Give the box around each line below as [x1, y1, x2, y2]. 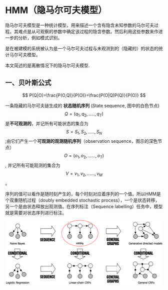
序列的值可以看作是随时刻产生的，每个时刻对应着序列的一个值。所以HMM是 [5, 190, 161, 197]
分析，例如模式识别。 [18, 35, 62, 41]
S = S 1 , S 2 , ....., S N [65, 129, 102, 136]
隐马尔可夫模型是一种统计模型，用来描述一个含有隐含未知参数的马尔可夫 [5, 22, 154, 28]
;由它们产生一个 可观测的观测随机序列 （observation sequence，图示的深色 [5, 138, 158, 144]
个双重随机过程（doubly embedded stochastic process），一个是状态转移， [5, 197, 160, 203]
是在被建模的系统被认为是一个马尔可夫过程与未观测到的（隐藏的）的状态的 [5, 45, 158, 51]
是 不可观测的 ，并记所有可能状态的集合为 [5, 120, 88, 126]
